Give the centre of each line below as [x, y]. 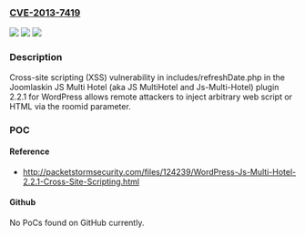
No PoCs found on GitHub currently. [77, 222]
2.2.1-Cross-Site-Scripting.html [81, 181]
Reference [30, 151]
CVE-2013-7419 [45, 13]
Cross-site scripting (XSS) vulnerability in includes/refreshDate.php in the [147, 77]
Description [36, 57]
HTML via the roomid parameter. [71, 106]
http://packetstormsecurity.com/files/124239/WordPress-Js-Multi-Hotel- [159, 171]
